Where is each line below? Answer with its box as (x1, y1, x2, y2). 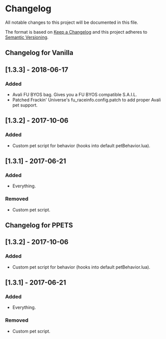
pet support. (12, 102, 38, 108)
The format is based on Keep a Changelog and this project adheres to (5, 29, 148, 35)
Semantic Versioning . (5, 34, 49, 40)
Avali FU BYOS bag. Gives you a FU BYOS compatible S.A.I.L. (12, 92, 137, 98)
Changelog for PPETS (5, 221, 73, 229)
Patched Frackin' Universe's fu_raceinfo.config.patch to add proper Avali (12, 97, 161, 103)
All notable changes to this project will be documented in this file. (5, 19, 139, 25)
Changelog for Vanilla (5, 49, 73, 57)
